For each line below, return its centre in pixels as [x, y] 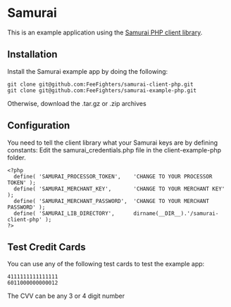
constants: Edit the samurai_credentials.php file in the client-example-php [114, 150]
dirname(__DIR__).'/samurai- [176, 213]
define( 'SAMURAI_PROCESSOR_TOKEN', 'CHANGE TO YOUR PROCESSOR [113, 176]
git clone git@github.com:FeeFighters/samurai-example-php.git [102, 90]
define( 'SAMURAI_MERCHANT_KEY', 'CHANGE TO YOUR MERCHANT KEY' [119, 189]
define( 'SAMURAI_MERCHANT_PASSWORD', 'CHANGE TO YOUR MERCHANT [112, 201]
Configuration [39, 125]
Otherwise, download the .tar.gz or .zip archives [77, 103]
